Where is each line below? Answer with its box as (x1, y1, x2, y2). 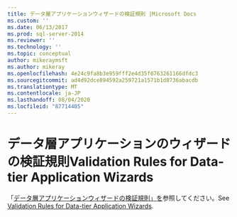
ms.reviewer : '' (7, 37, 55, 44)
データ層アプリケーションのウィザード (7, 136, 231, 152)
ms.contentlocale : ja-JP (7, 90, 81, 97)
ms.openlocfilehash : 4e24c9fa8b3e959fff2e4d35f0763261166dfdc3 (7, 70, 199, 77)
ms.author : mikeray (7, 63, 65, 70)
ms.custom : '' (7, 17, 50, 24)
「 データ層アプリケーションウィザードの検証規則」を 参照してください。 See (7, 194, 230, 202)
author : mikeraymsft (7, 57, 69, 64)
